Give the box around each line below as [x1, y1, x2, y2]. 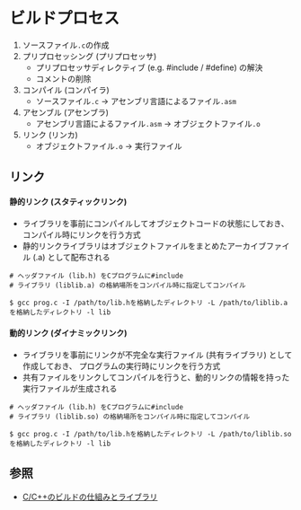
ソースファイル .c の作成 [22, 40, 110, 50]
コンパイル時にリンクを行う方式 [22, 229, 141, 240]
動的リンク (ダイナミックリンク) [9, 328, 128, 339]
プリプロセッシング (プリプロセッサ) [22, 50, 157, 61]
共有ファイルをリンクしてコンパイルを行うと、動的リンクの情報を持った [22, 372, 290, 382]
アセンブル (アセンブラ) [22, 107, 110, 118]
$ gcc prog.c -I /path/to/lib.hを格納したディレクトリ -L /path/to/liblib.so [9, 429, 292, 438]
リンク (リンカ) [22, 129, 78, 140]
